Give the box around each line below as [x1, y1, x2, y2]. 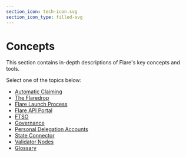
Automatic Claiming [14, 88, 62, 95]
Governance [14, 119, 45, 127]
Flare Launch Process [14, 101, 68, 108]
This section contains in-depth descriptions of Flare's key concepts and [6, 59, 181, 66]
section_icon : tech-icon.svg [6, 8, 78, 15]
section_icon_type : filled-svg [6, 14, 83, 20]
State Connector [14, 132, 55, 139]
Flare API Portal [14, 107, 53, 114]
